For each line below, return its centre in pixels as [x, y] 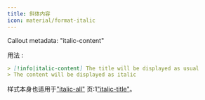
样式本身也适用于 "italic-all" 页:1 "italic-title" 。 [72, 89]
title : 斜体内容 [29, 14]
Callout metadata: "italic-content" [56, 40]
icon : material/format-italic [52, 20]
